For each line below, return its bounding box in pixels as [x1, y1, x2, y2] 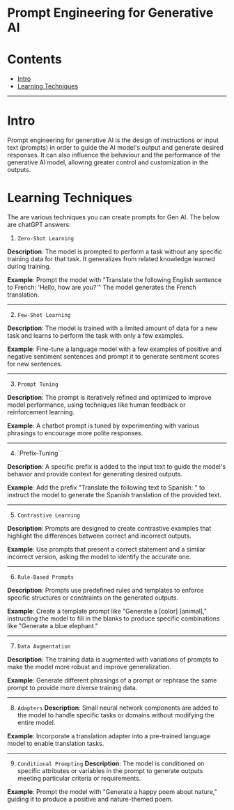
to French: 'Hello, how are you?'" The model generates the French [7, 283, 197, 291]
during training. [7, 263, 52, 270]
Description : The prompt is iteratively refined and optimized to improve [7, 394, 212, 401]
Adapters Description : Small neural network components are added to [17, 703, 219, 712]
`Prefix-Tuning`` [17, 449, 63, 457]
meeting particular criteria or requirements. [17, 774, 141, 782]
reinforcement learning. [7, 408, 75, 416]
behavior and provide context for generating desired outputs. [7, 470, 182, 478]
